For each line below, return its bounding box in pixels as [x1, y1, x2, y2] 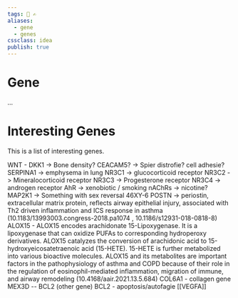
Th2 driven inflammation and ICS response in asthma [7, 206, 163, 214]
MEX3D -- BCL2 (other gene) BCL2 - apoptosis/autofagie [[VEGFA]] [7, 282, 207, 290]
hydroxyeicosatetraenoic [7, 244, 81, 252]
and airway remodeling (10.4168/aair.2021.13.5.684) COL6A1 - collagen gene [7, 274, 232, 283]
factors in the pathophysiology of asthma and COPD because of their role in [7, 259, 230, 268]
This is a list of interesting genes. [7, 146, 105, 155]
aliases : [7, 17, 33, 24]
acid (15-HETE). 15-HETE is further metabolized [81, 244, 221, 252]
